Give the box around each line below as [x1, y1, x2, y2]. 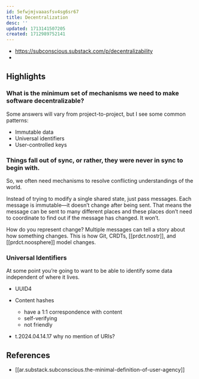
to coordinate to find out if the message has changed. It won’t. [6, 214, 160, 222]
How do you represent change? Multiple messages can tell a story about [6, 226, 185, 233]
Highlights [6, 71, 46, 82]
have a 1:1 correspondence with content [23, 308, 122, 315]
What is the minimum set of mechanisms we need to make [6, 89, 179, 98]
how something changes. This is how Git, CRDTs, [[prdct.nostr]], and [6, 232, 176, 240]
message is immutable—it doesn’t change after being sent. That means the [6, 201, 192, 209]
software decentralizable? [6, 97, 85, 105]
